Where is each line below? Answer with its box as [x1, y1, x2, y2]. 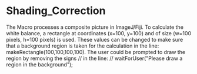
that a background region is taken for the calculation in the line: [6, 42, 159, 49]
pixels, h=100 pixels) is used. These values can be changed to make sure [6, 36, 183, 43]
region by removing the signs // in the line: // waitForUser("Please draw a [6, 55, 183, 62]
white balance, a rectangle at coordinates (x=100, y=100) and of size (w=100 [6, 29, 192, 36]
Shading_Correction [6, 4, 106, 18]
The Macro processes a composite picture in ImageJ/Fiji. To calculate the [6, 23, 184, 31]
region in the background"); [6, 60, 74, 68]
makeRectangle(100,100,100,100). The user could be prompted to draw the [6, 48, 186, 55]
